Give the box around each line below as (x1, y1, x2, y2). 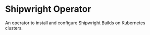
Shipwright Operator (5, 3, 92, 15)
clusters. (5, 25, 23, 31)
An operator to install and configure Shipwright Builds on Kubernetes (5, 20, 146, 26)
